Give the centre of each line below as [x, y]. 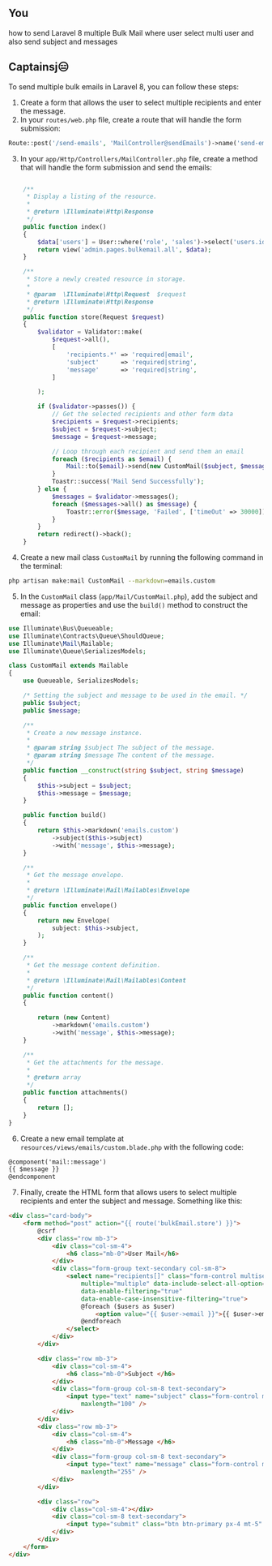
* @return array [54, 1078]
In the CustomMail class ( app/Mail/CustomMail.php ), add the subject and [138, 596]
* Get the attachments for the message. [95, 1062]
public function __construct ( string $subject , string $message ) [134, 770]
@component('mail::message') [57, 1162]
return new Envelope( [74, 920]
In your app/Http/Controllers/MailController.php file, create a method [139, 158]
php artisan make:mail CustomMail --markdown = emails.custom [112, 581]
